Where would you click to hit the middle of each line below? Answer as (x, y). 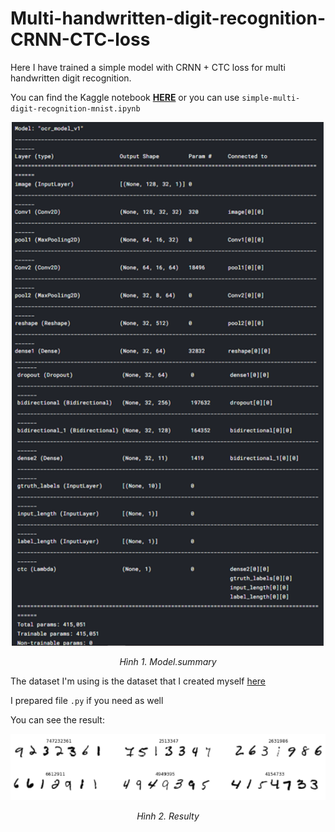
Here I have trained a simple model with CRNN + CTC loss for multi (148, 67)
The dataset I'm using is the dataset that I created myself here (138, 681)
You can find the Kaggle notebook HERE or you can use (125, 97)
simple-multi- (271, 98)
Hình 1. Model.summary (168, 661)
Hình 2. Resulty (168, 816)
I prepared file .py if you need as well (87, 700)
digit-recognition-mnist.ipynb (75, 108)
